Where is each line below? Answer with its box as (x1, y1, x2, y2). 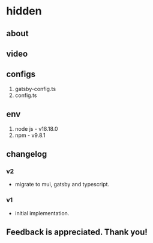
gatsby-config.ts (14, 85, 56, 92)
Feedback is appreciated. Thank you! (6, 227, 148, 237)
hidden (6, 4, 42, 18)
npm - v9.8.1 (14, 131, 46, 139)
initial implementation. (14, 209, 70, 216)
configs (6, 69, 36, 80)
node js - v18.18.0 (14, 125, 58, 132)
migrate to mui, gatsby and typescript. (14, 181, 110, 188)
